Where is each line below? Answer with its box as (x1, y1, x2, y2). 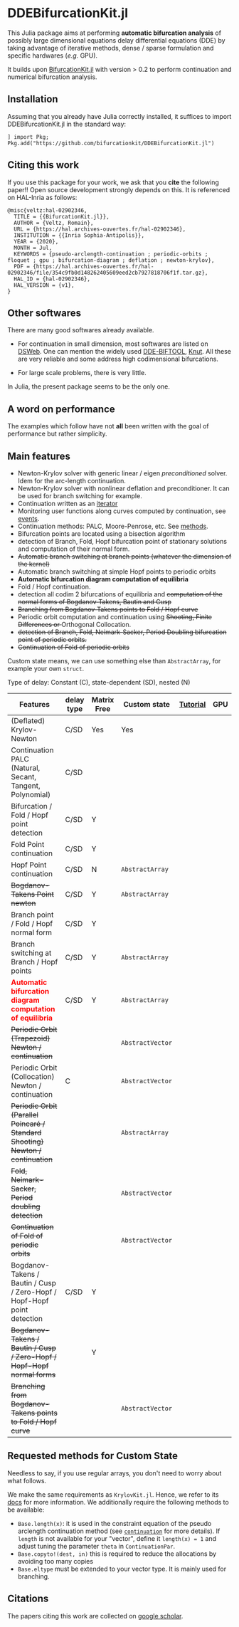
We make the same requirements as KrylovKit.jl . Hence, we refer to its (7, 1490, 219, 1499)
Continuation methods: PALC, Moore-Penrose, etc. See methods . (17, 522, 208, 530)
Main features (7, 450, 71, 462)
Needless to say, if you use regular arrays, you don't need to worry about (7, 1468, 222, 1478)
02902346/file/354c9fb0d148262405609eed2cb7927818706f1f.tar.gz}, (7, 269, 208, 276)
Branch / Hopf (11, 957, 58, 967)
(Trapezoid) (11, 1033, 51, 1043)
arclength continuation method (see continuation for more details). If (17, 1527, 221, 1535)
